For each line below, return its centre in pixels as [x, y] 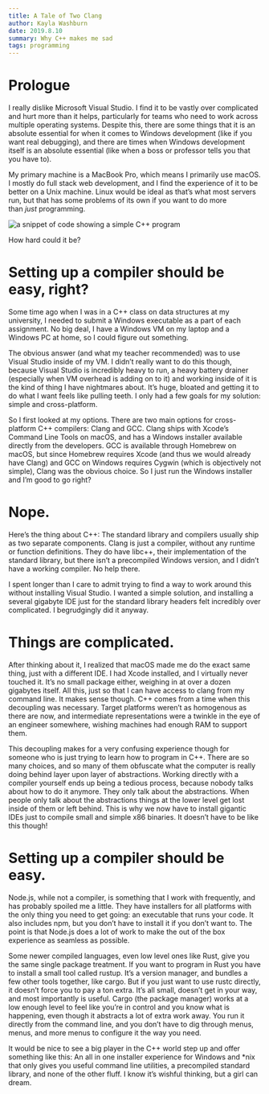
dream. [20, 1082]
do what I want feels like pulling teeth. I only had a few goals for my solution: [134, 396]
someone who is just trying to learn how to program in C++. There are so [129, 757]
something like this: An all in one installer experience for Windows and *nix [132, 1057]
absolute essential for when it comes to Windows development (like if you [130, 134]
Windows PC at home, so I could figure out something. [98, 337]
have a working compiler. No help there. [74, 569]
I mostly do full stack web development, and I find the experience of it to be [133, 183]
